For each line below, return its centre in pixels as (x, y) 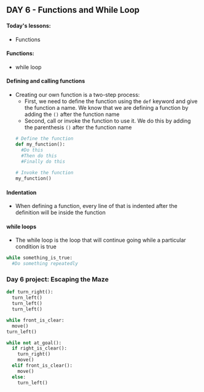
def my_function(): (40, 144)
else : (19, 377)
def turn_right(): (30, 292)
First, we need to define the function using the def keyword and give (111, 101)
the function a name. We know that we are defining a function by (106, 108)
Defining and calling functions (46, 81)
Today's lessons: (29, 25)
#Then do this (39, 156)
